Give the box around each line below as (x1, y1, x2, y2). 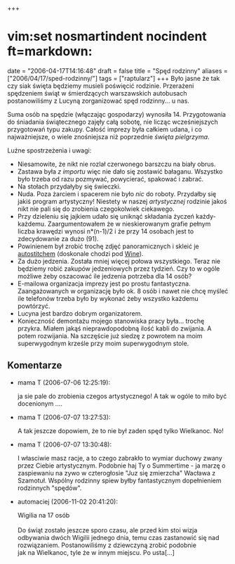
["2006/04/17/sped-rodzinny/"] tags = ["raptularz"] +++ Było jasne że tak (7, 74, 220, 82)
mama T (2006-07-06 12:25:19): (17, 378, 111, 387)
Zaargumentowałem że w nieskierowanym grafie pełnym (48, 219, 211, 228)
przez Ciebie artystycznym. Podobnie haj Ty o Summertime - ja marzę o (17, 461, 226, 470)
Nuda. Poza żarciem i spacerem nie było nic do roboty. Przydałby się (17, 189, 216, 198)
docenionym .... (17, 399, 63, 408)
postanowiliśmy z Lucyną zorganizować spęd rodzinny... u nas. (7, 96, 189, 105)
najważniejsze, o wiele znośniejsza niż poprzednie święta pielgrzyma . (7, 132, 210, 141)
